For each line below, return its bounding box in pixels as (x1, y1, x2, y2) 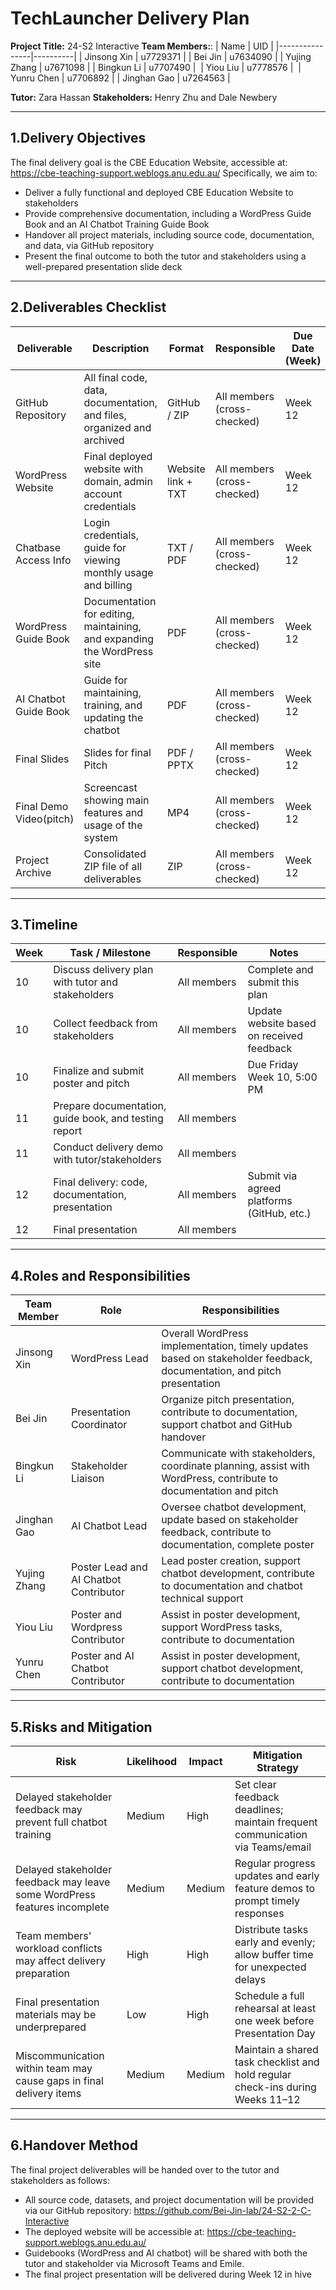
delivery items (15, 2087, 82, 2100)
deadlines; (234, 1803, 284, 1816)
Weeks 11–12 (234, 2093, 301, 2106)
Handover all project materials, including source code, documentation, (24, 228, 315, 241)
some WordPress (15, 1888, 96, 1901)
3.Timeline (10, 916, 78, 933)
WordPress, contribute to (161, 1472, 279, 1486)
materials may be (15, 2008, 97, 2021)
